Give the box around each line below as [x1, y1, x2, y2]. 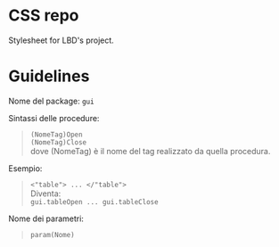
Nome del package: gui [8, 95, 94, 106]
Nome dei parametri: [8, 213, 84, 224]
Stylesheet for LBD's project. [8, 35, 115, 45]
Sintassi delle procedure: [8, 112, 100, 123]
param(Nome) [29, 230, 75, 239]
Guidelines [8, 66, 90, 86]
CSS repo [8, 5, 79, 26]
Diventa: [29, 188, 62, 199]
